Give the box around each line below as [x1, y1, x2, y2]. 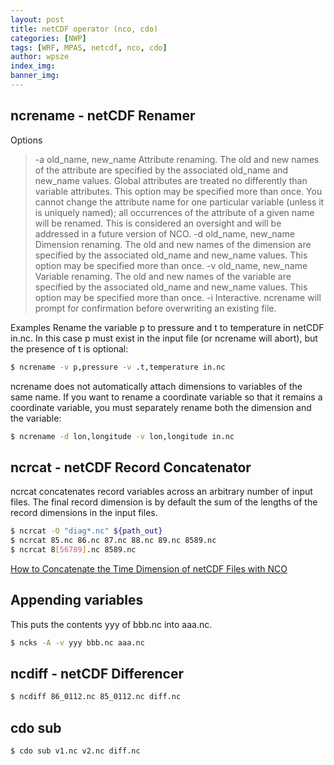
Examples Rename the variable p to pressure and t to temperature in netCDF [10, 321, 325, 333]
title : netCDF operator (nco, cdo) [10, 24, 159, 34]
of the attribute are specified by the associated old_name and [34, 164, 289, 176]
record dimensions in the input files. [10, 507, 158, 519]
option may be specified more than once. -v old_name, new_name [34, 259, 308, 271]
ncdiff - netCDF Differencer [10, 665, 185, 682]
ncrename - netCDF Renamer [10, 107, 196, 125]
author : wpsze [10, 52, 70, 62]
